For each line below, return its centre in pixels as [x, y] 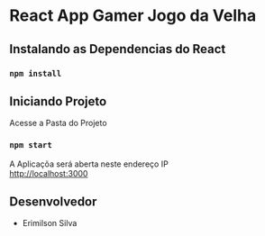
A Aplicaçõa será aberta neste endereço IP [89, 164]
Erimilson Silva [50, 223]
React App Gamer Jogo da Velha [133, 16]
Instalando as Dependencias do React [118, 49]
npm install [36, 73]
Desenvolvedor [53, 202]
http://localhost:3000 [49, 173]
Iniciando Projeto [58, 101]
